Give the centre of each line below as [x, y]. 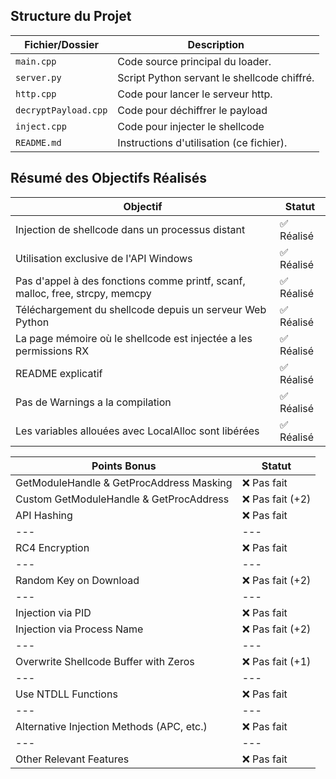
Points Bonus [124, 466]
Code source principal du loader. [194, 61]
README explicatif [59, 373]
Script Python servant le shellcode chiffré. [216, 77]
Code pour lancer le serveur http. [195, 94]
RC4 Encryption [52, 547]
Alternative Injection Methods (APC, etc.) [111, 726]
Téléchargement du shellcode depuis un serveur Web [141, 309]
